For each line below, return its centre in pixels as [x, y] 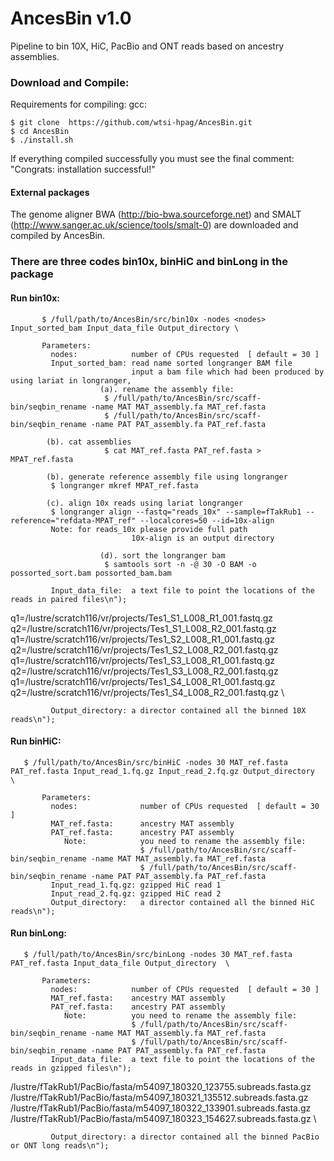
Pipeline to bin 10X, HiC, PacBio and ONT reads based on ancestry [147, 46]
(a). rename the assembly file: [167, 389]
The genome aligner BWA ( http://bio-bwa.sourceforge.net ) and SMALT [156, 214]
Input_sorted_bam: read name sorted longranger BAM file [171, 363]
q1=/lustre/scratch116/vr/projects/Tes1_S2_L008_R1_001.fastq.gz [142, 639]
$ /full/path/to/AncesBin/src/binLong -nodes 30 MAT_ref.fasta [158, 954]
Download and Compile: [70, 82]
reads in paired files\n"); [69, 599]
